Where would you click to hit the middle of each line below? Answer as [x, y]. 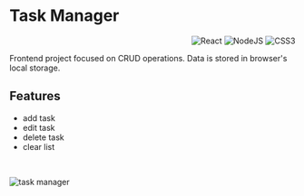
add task [39, 117]
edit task [39, 127]
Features [35, 96]
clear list [39, 146]
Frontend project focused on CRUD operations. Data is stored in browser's [148, 58]
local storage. [35, 68]
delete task [44, 137]
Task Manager [64, 16]
